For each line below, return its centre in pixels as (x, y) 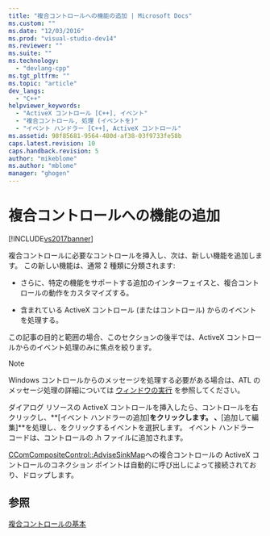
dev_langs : (27, 91)
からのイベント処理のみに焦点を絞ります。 (85, 347)
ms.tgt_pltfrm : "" (39, 76)
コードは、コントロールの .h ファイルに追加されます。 (98, 438)
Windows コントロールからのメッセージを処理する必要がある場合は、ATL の (135, 379)
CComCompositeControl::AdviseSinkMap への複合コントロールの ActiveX (129, 454)
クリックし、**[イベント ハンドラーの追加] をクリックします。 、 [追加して (130, 417)
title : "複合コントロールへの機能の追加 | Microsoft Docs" (100, 16)
